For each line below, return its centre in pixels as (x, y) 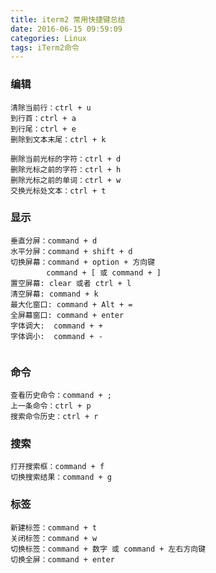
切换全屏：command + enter (62, 559)
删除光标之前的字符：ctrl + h (66, 169)
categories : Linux (48, 38)
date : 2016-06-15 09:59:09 (66, 29)
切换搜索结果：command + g (61, 477)
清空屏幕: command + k (54, 294)
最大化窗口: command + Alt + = (71, 304)
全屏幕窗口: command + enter (67, 315)
